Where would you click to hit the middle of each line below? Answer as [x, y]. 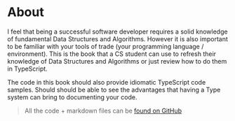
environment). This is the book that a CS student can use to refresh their [112, 54]
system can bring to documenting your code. [72, 97]
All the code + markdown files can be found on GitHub [103, 111]
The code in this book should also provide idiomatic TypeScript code [107, 82]
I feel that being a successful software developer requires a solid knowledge [117, 31]
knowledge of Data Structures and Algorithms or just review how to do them [117, 61]
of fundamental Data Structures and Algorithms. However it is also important [117, 38]
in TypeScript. [27, 69]
